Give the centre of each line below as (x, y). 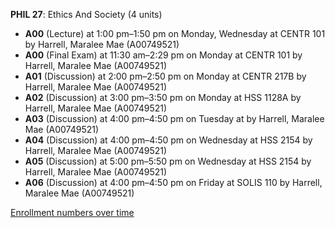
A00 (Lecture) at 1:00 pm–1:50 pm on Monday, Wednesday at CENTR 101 (175, 33)
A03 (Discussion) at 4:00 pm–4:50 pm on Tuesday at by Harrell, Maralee (174, 118)
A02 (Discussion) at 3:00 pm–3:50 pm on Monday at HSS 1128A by (163, 97)
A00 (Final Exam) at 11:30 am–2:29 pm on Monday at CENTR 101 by (163, 55)
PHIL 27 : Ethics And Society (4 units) (86, 14)
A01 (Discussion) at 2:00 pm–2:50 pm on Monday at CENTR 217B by (165, 76)
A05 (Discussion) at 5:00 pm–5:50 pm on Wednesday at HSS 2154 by (168, 161)
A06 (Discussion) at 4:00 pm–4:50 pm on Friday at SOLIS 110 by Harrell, (173, 182)
